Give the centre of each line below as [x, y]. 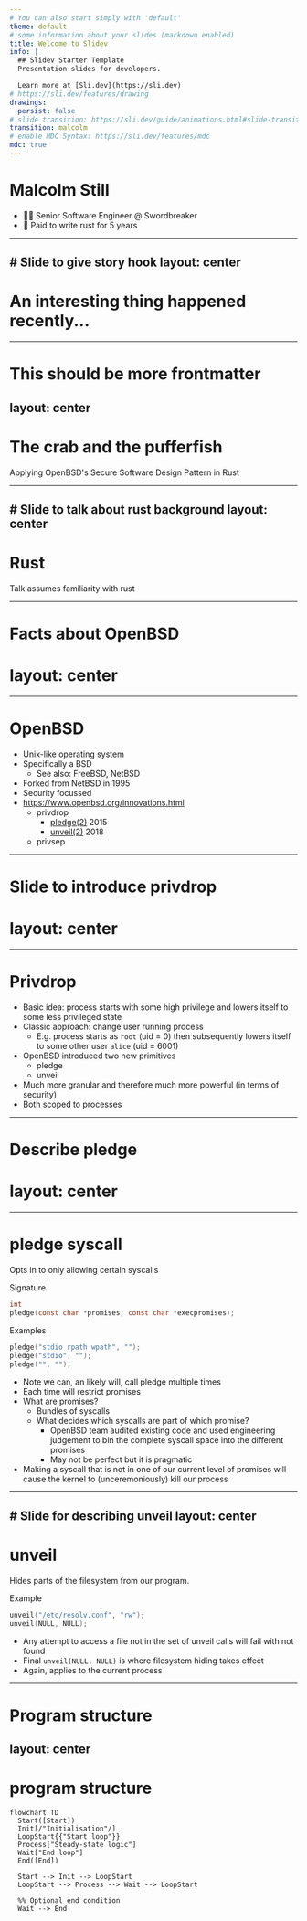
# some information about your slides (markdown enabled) [122, 35]
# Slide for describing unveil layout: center [133, 1516]
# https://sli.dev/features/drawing [79, 94]
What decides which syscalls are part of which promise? [143, 1420]
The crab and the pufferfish [116, 446]
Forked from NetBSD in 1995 [76, 783]
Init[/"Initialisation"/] [67, 1829]
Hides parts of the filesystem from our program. [100, 1580]
